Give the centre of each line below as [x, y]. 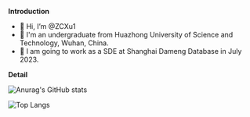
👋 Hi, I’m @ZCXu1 [47, 26]
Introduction [29, 11]
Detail [18, 74]
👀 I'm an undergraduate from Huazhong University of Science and [126, 35]
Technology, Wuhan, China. [64, 43]
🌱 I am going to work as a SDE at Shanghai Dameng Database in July [130, 51]
